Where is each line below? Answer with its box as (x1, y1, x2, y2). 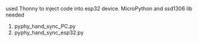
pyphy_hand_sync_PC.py (14, 23, 76, 30)
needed (5, 11, 24, 18)
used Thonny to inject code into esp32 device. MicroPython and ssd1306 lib (5, 5, 193, 12)
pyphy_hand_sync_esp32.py (14, 29, 84, 36)
